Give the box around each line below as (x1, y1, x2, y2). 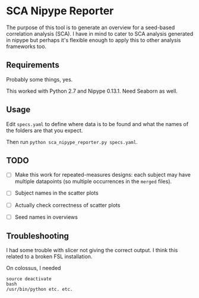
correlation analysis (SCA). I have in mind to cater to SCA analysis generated (6, 30, 194, 37)
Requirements (6, 60, 59, 70)
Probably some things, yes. (6, 76, 73, 83)
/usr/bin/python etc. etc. (6, 287, 73, 293)
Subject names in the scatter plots (14, 189, 99, 197)
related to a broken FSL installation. (6, 253, 93, 260)
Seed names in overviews (14, 213, 78, 221)
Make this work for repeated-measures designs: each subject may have (14, 171, 191, 178)
